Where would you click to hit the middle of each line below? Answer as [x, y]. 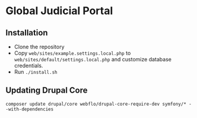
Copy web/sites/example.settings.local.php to [72, 53]
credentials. [28, 65]
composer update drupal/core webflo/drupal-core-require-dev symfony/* [96, 104]
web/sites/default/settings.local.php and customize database [93, 59]
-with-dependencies [30, 109]
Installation [27, 33]
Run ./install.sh [36, 72]
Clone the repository [39, 47]
